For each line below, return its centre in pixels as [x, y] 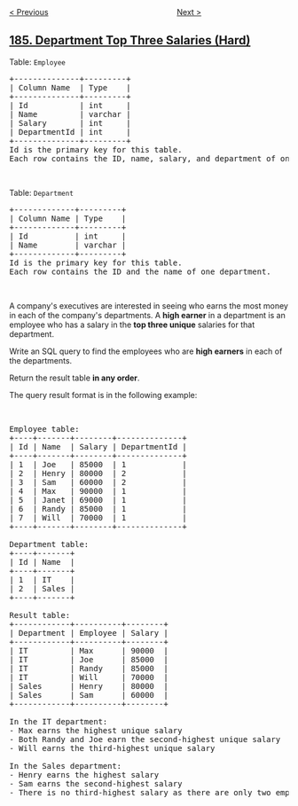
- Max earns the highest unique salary [96, 730]
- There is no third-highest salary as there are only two [141, 792]
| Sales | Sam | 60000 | [89, 695]
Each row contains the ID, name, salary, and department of [143, 158]
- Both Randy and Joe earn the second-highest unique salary [145, 739]
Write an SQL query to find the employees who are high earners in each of [146, 351]
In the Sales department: [66, 766]
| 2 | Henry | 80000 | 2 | [98, 473]
